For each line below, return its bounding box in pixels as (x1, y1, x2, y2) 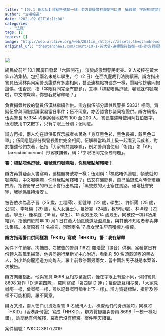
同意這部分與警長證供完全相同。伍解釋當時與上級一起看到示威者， (20, 137, 154, 143)
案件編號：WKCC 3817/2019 (5, 325, 62, 331)
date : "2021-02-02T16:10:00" (5, 16, 65, 21)
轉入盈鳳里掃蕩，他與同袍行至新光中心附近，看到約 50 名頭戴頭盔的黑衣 (9, 251, 155, 257)
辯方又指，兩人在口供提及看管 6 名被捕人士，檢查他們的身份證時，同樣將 (5, 303, 152, 308)
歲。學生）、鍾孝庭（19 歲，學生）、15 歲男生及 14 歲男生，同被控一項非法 (5, 212, 152, 217)
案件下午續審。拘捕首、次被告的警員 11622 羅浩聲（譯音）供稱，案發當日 (5, 244, 153, 251)
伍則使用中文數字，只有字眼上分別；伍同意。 (5, 121, 96, 126)
